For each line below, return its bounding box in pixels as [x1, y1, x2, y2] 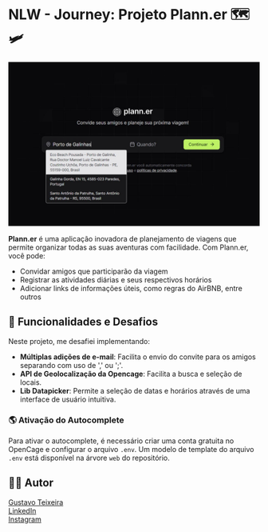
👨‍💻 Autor [8, 476, 54, 490]
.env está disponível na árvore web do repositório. [8, 453, 170, 462]
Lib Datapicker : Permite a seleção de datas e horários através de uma [19, 386, 250, 395]
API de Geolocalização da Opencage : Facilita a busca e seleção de [19, 369, 242, 378]
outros [19, 292, 41, 302]
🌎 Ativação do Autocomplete [8, 414, 125, 426]
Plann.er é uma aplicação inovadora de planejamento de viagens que [8, 234, 237, 243]
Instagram [8, 514, 41, 524]
